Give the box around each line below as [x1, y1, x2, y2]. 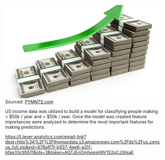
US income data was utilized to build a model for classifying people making [5, 109, 158, 115]
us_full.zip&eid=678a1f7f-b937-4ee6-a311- [5, 144, 92, 150]
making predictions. [5, 124, 45, 130]
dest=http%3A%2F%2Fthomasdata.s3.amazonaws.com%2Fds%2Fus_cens [5, 139, 160, 145]
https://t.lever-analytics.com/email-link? [5, 134, 86, 140]
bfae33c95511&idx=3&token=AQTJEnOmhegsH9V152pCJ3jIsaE [5, 150, 134, 156]
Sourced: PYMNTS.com [5, 99, 53, 105]
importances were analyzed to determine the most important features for [5, 119, 154, 125]
